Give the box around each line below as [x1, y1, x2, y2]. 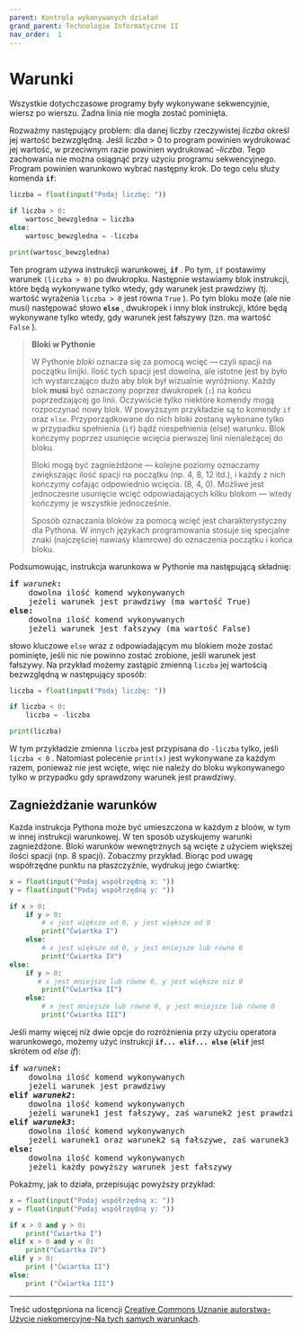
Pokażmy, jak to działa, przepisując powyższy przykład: [9, 1179, 216, 1189]
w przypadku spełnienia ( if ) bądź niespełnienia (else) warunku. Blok [31, 423, 286, 434]
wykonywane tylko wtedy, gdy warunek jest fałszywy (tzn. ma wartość [9, 312, 271, 322]
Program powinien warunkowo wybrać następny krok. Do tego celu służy [9, 163, 280, 174]
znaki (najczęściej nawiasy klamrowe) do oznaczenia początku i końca [31, 534, 293, 544]
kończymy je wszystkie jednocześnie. [31, 498, 172, 508]
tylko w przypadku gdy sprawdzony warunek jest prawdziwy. [9, 772, 236, 782]
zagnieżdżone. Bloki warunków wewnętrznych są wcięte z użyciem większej [9, 841, 293, 852]
